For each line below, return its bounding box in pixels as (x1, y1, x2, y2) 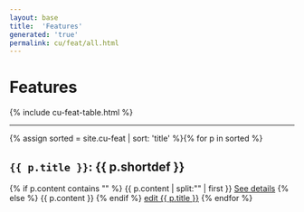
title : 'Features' (9, 22, 83, 31)
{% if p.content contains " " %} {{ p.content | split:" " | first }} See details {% (9, 183, 290, 194)
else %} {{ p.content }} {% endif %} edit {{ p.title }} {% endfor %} (9, 193, 253, 203)
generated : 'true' (9, 30, 79, 39)
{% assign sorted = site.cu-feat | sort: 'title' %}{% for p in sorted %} (9, 133, 263, 144)
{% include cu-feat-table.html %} (9, 107, 134, 118)
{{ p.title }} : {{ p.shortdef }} (9, 159, 185, 174)
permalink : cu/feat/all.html (9, 38, 119, 48)
